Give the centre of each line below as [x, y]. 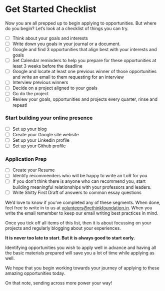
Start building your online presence [49, 118]
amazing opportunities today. [35, 273]
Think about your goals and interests [50, 38]
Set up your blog [29, 129]
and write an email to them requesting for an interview [68, 77]
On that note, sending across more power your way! [59, 283]
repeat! [20, 105]
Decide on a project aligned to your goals [55, 88]
